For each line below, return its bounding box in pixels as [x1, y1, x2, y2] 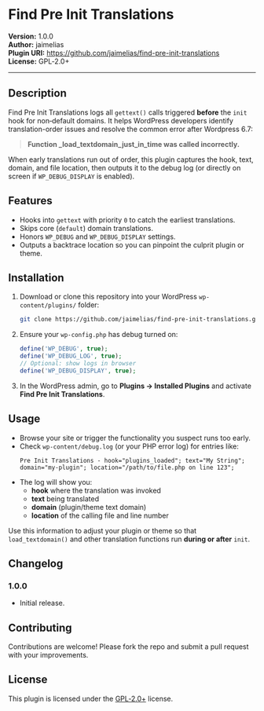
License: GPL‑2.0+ [8, 57, 70, 66]
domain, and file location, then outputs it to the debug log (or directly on [8, 163, 241, 172]
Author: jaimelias [8, 39, 64, 49]
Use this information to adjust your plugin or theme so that [8, 526, 197, 535]
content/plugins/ [19, 302, 77, 310]
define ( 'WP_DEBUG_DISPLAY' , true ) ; [19, 367, 137, 375]
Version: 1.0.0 [8, 31, 53, 41]
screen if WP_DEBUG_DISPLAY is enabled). [8, 171, 135, 181]
